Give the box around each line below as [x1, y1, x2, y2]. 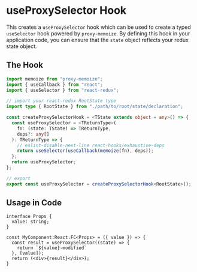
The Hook [6, 60, 44, 70]
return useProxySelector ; [11, 159, 77, 165]
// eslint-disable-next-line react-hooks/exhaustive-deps [17, 142, 165, 148]
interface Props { [6, 214, 52, 220]
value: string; [11, 219, 50, 225]
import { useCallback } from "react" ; [6, 82, 103, 88]
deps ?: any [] [17, 131, 50, 137]
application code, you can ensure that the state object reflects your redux [6, 36, 189, 43]
